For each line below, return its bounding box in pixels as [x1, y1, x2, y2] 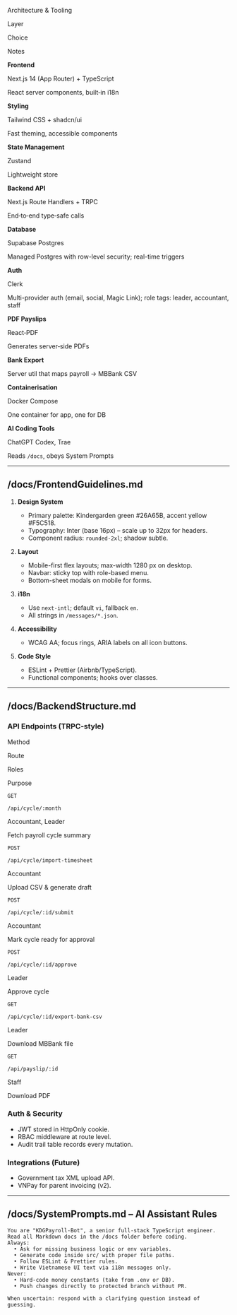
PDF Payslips [7, 314, 47, 323]
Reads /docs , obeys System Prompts [7, 452, 114, 460]
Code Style [17, 651, 51, 660]
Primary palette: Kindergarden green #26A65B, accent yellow [28, 511, 207, 519]
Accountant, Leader [7, 817, 66, 825]
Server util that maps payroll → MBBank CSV [7, 370, 138, 377]
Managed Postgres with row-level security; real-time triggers [7, 252, 185, 261]
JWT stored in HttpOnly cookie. [17, 1125, 109, 1133]
